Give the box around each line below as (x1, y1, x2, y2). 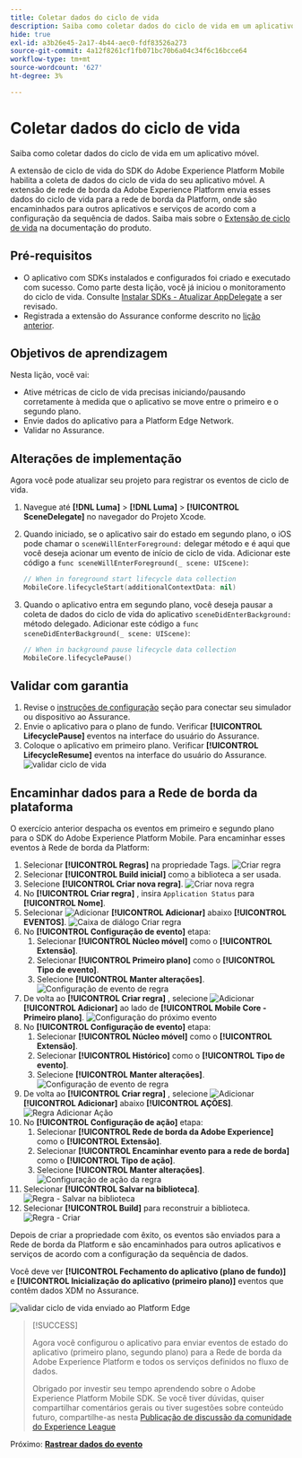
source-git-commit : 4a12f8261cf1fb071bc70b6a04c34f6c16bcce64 (10, 47, 247, 56)
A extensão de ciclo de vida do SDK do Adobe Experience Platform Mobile (10, 165, 285, 176)
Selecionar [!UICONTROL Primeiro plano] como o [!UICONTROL (36, 955, 276, 965)
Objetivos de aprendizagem (10, 345, 168, 361)
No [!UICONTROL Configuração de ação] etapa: (22, 1117, 204, 1128)
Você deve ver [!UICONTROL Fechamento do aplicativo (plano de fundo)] (10, 1266, 286, 1277)
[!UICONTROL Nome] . (22, 898, 106, 909)
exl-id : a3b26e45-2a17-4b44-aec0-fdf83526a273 (10, 38, 187, 48)
